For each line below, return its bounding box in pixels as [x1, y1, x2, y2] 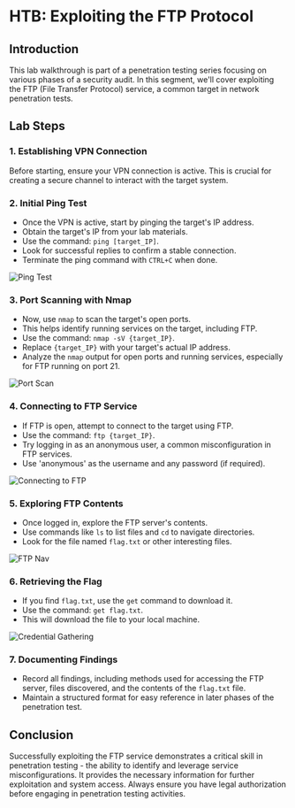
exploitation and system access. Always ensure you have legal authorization [9, 779, 287, 789]
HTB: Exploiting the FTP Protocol [9, 6, 254, 27]
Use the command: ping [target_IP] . [21, 235, 159, 246]
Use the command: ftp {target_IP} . [21, 429, 155, 440]
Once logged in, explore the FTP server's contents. [21, 517, 208, 527]
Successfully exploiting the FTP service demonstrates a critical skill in [9, 750, 263, 762]
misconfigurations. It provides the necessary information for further [9, 770, 254, 781]
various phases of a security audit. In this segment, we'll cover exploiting [9, 74, 275, 85]
